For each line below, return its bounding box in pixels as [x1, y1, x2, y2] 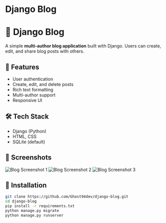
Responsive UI [12, 97, 42, 103]
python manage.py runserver [5, 212, 64, 218]
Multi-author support [12, 91, 56, 98]
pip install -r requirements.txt [5, 203, 75, 208]
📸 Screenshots [5, 153, 52, 162]
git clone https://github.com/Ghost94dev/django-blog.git [5, 194, 128, 199]
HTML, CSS [12, 133, 36, 139]
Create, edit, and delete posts [12, 81, 74, 87]
